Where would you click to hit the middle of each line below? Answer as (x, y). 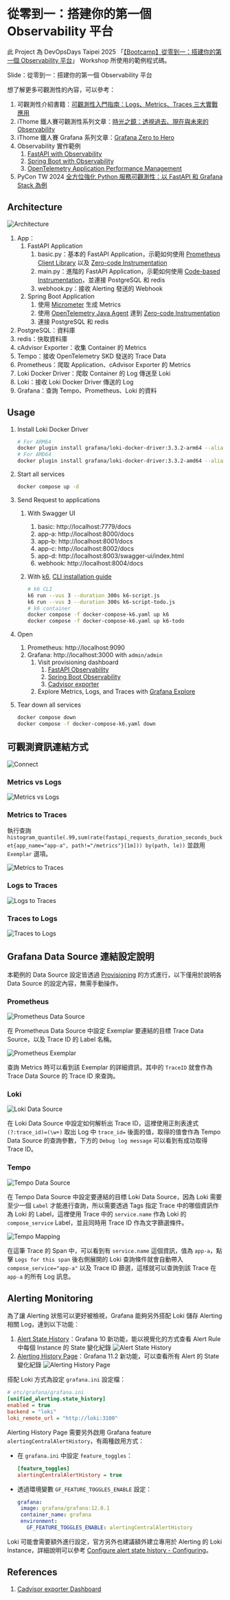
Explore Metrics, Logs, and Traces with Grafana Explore (116, 692)
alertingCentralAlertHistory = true (69, 1475)
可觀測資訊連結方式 (48, 747)
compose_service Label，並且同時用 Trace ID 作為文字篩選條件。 (97, 1223)
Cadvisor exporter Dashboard (59, 1589)
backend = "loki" (32, 1412)
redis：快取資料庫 (42, 339)
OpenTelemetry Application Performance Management (104, 168)
